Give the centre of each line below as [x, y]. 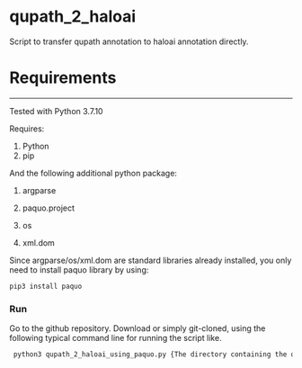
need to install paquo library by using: [79, 269]
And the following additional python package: [93, 173]
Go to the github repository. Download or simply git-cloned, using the [138, 328]
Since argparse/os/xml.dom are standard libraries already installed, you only [151, 260]
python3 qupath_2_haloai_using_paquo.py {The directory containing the [150, 355]
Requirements [63, 78]
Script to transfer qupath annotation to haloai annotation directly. [129, 41]
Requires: [27, 129]
